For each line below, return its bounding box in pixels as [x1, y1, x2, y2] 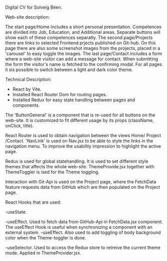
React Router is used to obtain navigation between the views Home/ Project [5, 133, 161, 138]
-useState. [5, 209, 27, 215]
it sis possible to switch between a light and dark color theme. [5, 67, 133, 73]
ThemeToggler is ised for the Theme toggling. [5, 169, 100, 175]
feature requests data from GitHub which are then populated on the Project [5, 184, 160, 190]
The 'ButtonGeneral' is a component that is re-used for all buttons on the [5, 112, 155, 118]
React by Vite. [12, 86, 42, 92]
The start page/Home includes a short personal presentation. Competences [5, 24, 162, 30]
